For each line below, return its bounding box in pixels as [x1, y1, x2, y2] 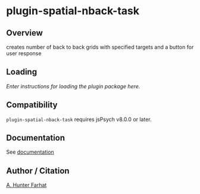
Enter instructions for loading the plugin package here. [6, 82, 140, 90]
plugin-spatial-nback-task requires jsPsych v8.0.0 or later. [6, 116, 152, 123]
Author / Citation [6, 166, 70, 176]
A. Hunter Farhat [6, 182, 47, 189]
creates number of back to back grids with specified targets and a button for [6, 43, 194, 50]
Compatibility [6, 100, 58, 110]
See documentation [6, 148, 55, 155]
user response [6, 50, 42, 57]
